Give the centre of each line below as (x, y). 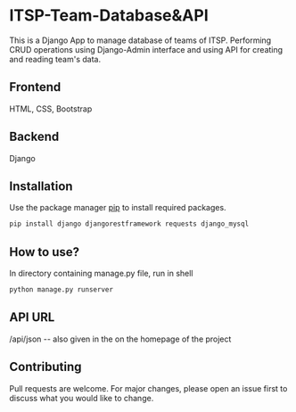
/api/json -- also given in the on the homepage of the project (120, 339)
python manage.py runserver (62, 290)
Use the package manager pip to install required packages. (118, 208)
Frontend (35, 87)
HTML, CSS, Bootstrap (51, 109)
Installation (41, 186)
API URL (32, 317)
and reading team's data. (55, 59)
